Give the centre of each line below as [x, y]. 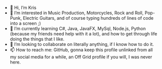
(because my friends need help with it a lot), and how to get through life [83, 34]
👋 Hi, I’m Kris [23, 8]
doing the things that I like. [37, 39]
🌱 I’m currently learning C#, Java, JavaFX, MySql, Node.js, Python [78, 29]
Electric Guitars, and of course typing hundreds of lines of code [88, 18]
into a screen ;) [25, 23]
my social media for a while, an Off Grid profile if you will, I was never [81, 57]
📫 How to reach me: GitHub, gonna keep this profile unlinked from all [81, 50]
